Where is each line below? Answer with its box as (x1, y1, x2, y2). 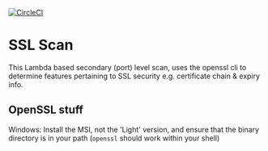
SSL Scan (8, 36, 74, 54)
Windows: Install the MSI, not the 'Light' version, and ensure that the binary (8, 124, 260, 134)
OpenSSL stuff (8, 103, 83, 117)
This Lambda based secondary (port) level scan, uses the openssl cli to (8, 62, 247, 72)
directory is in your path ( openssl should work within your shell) (8, 133, 220, 143)
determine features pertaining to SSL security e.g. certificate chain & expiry (8, 71, 261, 81)
